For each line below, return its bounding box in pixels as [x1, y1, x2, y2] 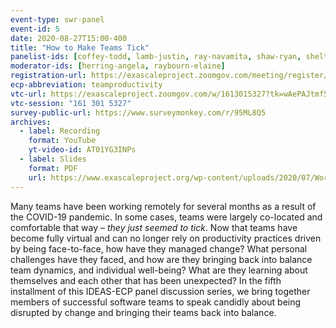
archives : [10, 117, 52, 127]
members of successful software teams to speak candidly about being [10, 296, 302, 308]
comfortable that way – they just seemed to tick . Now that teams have [10, 221, 298, 233]
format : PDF [28, 163, 78, 173]
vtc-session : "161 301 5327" [10, 98, 132, 108]
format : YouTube [28, 136, 97, 146]
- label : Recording [19, 126, 101, 136]
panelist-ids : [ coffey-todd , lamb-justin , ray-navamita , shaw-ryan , [10, 52, 302, 62]
